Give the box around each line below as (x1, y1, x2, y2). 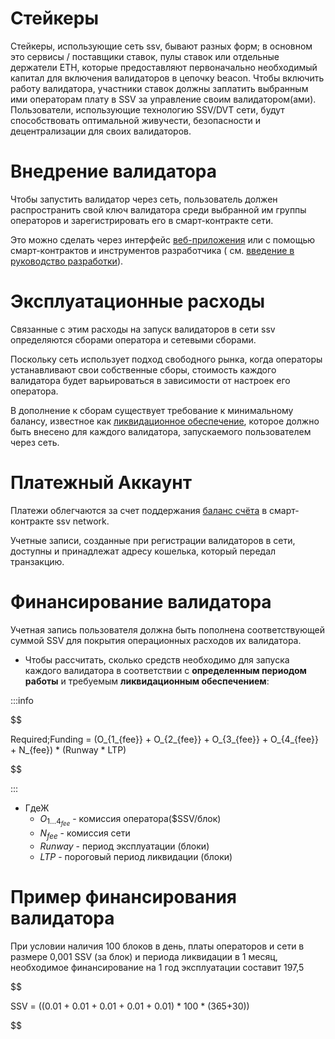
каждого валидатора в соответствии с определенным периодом (24, 664, 307, 676)
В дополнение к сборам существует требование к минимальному (10, 404, 294, 416)
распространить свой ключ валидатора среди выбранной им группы (10, 203, 307, 216)
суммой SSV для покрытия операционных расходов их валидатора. (10, 634, 302, 646)
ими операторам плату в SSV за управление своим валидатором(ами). (10, 93, 317, 105)
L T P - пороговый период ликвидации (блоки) (39, 850, 233, 862)
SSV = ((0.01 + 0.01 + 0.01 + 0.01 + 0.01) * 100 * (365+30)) (10, 1000, 250, 1012)
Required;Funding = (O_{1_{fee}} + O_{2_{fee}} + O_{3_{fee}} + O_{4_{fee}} (10, 733, 319, 745)
